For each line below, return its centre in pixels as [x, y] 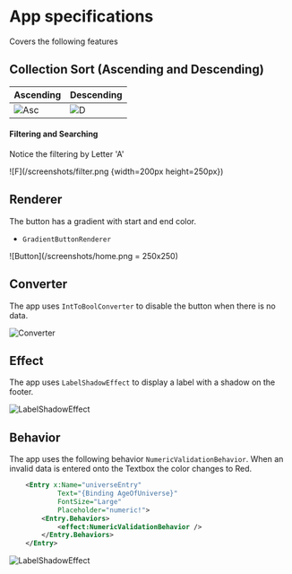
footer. [21, 392]
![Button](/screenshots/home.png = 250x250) [94, 256]
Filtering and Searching [54, 134]
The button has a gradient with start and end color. [103, 221]
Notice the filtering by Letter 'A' [67, 153]
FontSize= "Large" [90, 501]
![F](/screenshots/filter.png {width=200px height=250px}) [116, 171]
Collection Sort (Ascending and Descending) [137, 70]
